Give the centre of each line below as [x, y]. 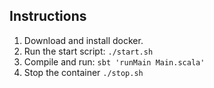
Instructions [48, 16]
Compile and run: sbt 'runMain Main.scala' [114, 61]
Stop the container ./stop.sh [83, 72]
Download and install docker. [83, 40]
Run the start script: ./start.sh [88, 51]
